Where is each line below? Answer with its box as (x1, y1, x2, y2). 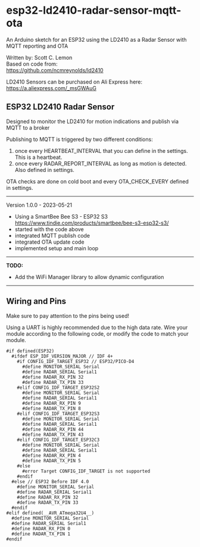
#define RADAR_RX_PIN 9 (21, 400, 82, 406)
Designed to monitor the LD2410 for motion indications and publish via (6, 118, 179, 125)
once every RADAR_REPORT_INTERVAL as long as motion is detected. (14, 159, 187, 167)
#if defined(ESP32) (6, 348, 55, 354)
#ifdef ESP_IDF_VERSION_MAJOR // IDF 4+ (11, 353, 113, 359)
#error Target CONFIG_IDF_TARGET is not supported (21, 468, 151, 474)
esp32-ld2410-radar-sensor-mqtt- (6, 4, 182, 17)
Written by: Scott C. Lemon (6, 54, 73, 61)
